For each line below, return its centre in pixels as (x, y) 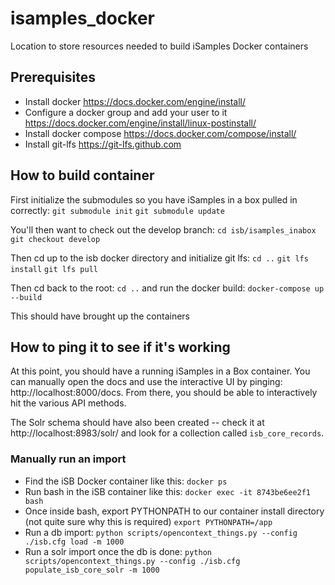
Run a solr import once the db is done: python (118, 551)
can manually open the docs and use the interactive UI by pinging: (146, 382)
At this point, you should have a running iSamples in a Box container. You (160, 371)
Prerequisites (53, 77)
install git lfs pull (54, 269)
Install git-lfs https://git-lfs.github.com (103, 144)
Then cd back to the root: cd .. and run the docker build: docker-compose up (167, 288)
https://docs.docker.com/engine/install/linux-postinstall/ (140, 123)
